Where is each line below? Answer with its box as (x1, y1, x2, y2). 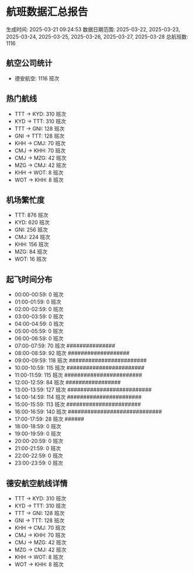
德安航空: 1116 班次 (14, 74, 60, 82)
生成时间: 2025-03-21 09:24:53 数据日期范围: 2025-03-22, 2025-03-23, (6, 26, 181, 33)
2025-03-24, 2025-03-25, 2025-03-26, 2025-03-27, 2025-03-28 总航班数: (6, 33, 189, 40)
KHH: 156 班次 (14, 241, 49, 248)
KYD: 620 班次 (14, 219, 50, 226)
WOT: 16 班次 (14, 255, 47, 262)
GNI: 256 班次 (14, 226, 48, 233)
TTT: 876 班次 (14, 212, 49, 219)
